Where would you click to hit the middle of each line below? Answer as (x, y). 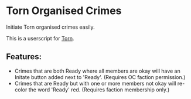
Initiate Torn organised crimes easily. (50, 27)
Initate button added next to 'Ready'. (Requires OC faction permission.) (100, 77)
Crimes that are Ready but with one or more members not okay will (95, 83)
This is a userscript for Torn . (40, 38)
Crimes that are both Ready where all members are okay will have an (97, 71)
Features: (24, 57)
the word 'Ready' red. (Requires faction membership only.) (99, 90)
